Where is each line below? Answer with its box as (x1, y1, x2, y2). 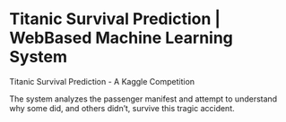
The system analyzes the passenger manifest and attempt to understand (9, 94, 278, 104)
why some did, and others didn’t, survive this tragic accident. (9, 102, 235, 113)
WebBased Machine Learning (9, 28, 233, 48)
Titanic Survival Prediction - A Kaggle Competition (9, 76, 195, 86)
